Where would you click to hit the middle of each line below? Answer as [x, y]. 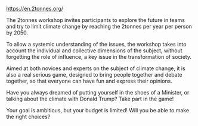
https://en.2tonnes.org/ [35, 9]
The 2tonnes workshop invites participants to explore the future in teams [95, 20]
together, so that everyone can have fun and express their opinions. [89, 81]
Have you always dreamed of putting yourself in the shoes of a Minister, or [98, 92]
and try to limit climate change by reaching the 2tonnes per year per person [99, 26]
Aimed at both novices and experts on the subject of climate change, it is [96, 68]
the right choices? [28, 116]
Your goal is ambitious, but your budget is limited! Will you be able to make [98, 110]
